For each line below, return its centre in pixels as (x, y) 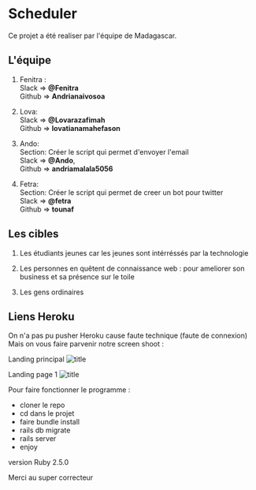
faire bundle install (50, 422)
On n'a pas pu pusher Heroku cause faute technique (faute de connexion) (128, 335)
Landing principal (36, 359)
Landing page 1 (33, 375)
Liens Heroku (41, 316)
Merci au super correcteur (51, 477)
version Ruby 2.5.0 (39, 462)
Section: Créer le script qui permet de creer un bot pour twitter (121, 192)
